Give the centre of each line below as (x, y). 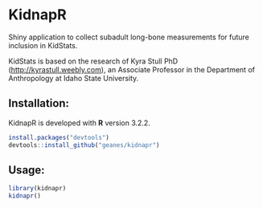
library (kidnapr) (37, 189)
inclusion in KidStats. (43, 45)
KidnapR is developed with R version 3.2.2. (79, 123)
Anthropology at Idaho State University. (74, 78)
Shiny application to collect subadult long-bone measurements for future (129, 37)
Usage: (27, 170)
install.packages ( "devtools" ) (59, 137)
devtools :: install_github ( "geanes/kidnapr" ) (84, 145)
